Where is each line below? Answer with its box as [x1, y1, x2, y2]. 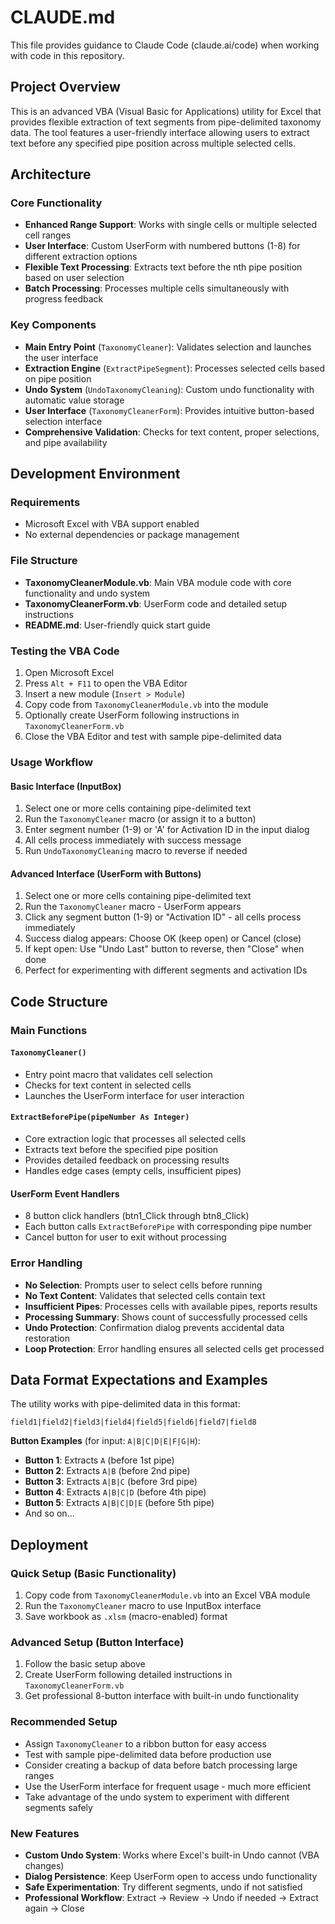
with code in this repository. [10, 49, 125, 61]
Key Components [10, 318, 97, 332]
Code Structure [10, 993, 108, 1010]
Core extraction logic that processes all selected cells [24, 1133, 247, 1145]
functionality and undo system [24, 587, 151, 599]
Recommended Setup [10, 1715, 118, 1729]
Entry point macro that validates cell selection [24, 1068, 213, 1080]
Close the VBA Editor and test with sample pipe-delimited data [24, 731, 282, 743]
